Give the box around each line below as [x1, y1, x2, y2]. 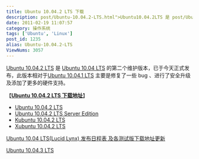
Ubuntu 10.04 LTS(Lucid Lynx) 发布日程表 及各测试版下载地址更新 [6, 135, 166, 142]
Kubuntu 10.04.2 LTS [14, 116, 66, 123]
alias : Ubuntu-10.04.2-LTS [6, 42, 73, 48]
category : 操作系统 [6, 25, 51, 31]
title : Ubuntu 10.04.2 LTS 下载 [6, 8, 84, 15]
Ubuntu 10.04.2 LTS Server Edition [14, 110, 99, 117]
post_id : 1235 [6, 36, 41, 42]
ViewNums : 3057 [6, 47, 44, 53]
